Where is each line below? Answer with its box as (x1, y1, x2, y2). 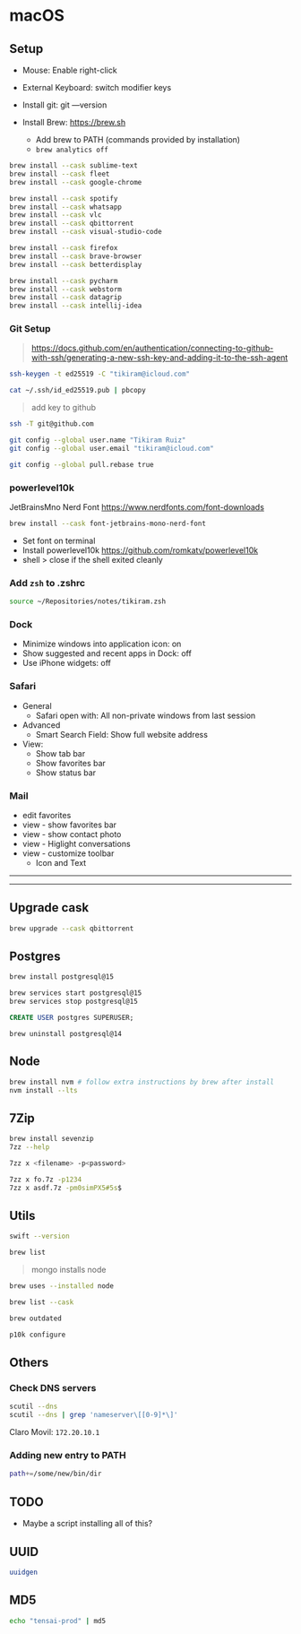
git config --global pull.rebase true (9, 460, 154, 469)
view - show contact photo (21, 828, 122, 839)
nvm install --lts (9, 1085, 78, 1094)
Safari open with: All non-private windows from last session (35, 710, 256, 721)
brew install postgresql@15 (9, 973, 115, 981)
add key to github (30, 402, 97, 413)
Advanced (21, 719, 61, 731)
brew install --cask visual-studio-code (9, 228, 163, 237)
